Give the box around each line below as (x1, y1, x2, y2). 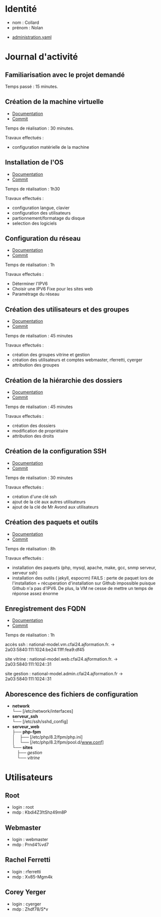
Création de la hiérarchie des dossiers (5, 376, 123, 385)
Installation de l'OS (5, 158, 64, 167)
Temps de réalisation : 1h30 (5, 186, 60, 192)
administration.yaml (12, 34, 52, 40)
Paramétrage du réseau (12, 291, 60, 297)
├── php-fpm (12, 729, 41, 735)
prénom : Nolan (12, 24, 43, 30)
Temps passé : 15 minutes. (5, 83, 58, 89)
